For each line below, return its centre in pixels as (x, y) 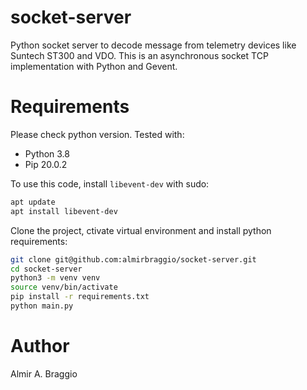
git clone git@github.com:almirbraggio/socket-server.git (133, 259)
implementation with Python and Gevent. (94, 66)
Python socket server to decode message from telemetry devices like (153, 45)
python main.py (42, 306)
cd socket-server (46, 269)
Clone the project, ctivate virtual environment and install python (141, 230)
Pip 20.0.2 (46, 164)
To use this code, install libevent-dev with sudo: (110, 183)
